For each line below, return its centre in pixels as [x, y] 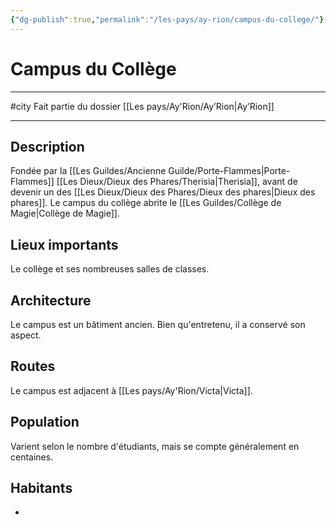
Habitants [41, 488]
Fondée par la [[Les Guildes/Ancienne [88, 171]
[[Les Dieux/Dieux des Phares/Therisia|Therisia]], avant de [177, 182]
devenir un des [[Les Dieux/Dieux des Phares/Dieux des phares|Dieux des [163, 192]
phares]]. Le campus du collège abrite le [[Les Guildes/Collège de [146, 203]
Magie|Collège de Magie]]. [65, 213]
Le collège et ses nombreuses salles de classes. [110, 269]
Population [45, 422]
